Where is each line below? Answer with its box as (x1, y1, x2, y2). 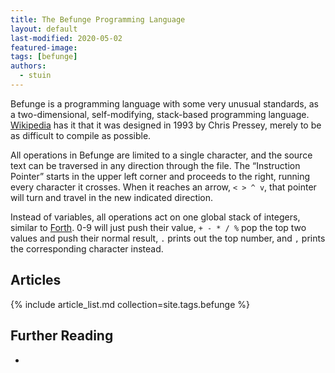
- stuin (19, 71, 52, 81)
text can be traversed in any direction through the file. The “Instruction (10, 159, 301, 171)
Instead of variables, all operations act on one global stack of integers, (10, 211, 301, 223)
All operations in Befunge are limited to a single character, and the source (10, 149, 313, 161)
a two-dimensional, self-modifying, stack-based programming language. (10, 108, 310, 120)
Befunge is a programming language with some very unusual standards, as (10, 97, 319, 110)
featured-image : (10, 42, 78, 53)
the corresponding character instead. (10, 242, 164, 255)
